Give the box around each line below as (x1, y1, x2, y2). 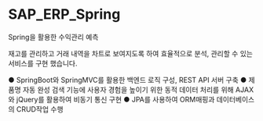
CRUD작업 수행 (16, 104, 64, 114)
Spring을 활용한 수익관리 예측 (8, 32, 99, 41)
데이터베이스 (216, 94, 255, 104)
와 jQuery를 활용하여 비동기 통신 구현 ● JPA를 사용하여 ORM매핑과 (8, 94, 215, 104)
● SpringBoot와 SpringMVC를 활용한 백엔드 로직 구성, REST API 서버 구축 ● (8, 75, 247, 84)
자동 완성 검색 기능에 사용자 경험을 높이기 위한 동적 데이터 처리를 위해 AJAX (22, 84, 254, 94)
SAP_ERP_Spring (8, 5, 121, 23)
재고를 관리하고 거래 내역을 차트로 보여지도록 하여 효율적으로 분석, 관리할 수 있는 (8, 48, 254, 58)
